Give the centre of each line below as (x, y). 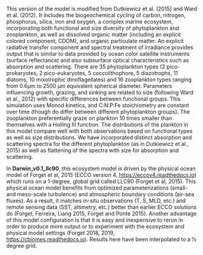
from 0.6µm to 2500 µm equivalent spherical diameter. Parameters (89, 86)
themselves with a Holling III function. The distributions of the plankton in (98, 124)
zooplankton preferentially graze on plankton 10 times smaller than (89, 118)
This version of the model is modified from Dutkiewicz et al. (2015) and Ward (102, 9)
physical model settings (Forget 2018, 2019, (61, 233)
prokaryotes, (22, 73)
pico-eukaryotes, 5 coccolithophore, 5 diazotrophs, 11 (111, 73)
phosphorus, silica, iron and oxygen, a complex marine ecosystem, (90, 22)
